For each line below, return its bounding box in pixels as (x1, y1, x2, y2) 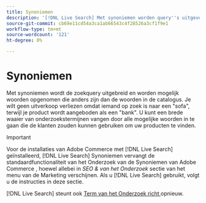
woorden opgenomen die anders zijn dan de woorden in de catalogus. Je (6, 95, 191, 103)
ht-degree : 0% (6, 37, 43, 43)
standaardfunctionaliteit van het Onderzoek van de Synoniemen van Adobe (6, 158, 196, 166)
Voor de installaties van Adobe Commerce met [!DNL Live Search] (6, 145, 174, 153)
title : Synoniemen (6, 9, 53, 15)
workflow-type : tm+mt (6, 26, 62, 32)
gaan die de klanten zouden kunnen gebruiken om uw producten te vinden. (6, 122, 196, 129)
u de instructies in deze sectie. (6, 178, 84, 185)
